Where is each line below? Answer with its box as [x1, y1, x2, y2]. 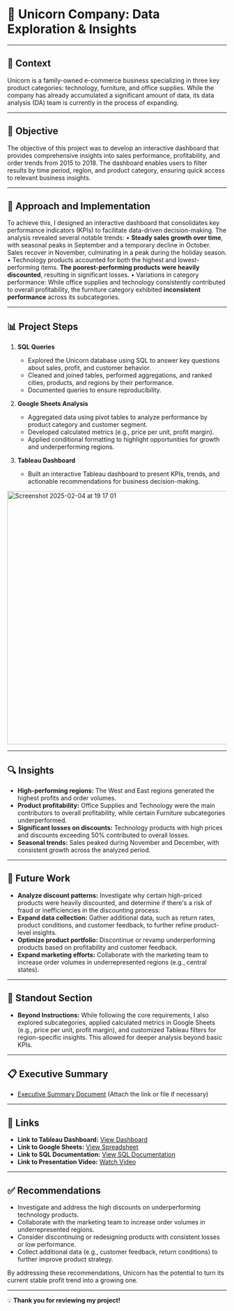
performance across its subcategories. [7, 293, 120, 301]
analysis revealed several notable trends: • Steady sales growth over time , [7, 233, 224, 242]
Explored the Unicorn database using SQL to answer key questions [27, 356, 220, 365]
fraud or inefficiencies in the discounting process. [17, 906, 160, 914]
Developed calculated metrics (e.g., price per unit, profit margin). [27, 428, 214, 436]
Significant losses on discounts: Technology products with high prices [17, 824, 223, 832]
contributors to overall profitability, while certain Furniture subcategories [17, 809, 226, 817]
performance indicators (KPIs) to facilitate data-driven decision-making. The [7, 226, 227, 235]
